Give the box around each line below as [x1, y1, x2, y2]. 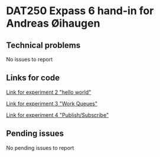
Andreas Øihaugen [6, 17, 100, 30]
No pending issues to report [6, 144, 74, 151]
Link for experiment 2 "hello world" [6, 89, 92, 96]
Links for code [6, 73, 60, 83]
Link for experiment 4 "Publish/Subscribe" [6, 111, 109, 119]
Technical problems [6, 40, 81, 50]
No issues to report [6, 56, 53, 63]
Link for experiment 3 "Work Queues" [6, 100, 98, 107]
